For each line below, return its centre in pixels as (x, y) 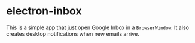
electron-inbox (44, 11)
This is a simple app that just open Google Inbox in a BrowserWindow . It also (98, 27)
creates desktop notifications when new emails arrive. (73, 33)
